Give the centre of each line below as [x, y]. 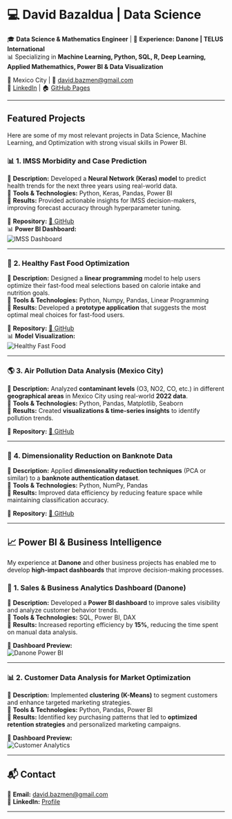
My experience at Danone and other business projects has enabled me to [112, 562]
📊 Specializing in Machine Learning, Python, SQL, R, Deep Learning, [106, 57]
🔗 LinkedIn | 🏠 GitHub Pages [49, 88]
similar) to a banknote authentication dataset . [74, 478]
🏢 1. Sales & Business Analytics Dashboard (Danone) [97, 588]
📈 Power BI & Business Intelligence [85, 542]
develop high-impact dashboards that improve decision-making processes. [116, 570]
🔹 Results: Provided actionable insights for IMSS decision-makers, [102, 201]
